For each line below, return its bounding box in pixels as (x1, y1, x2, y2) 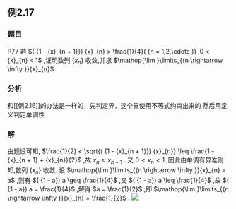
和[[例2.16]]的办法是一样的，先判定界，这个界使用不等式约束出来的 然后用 (7, 101, 222, 109)
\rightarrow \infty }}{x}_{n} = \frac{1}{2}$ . (7, 193, 131, 202)
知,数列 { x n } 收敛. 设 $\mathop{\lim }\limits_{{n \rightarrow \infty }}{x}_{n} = (7, 165, 226, 176)
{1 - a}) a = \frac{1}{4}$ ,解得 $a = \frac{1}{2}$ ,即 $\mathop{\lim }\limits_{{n (7, 184, 229, 193)
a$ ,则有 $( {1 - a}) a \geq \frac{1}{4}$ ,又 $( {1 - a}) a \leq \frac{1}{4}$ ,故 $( (7, 176, 230, 184)
